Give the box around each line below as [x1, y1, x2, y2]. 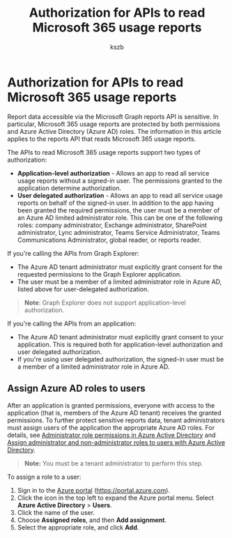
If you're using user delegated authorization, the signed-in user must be [17, 355, 224, 363]
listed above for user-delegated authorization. [17, 284, 149, 293]
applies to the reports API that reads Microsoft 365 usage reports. [7, 134, 196, 143]
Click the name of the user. [17, 508, 95, 516]
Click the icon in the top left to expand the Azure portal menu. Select [17, 493, 214, 502]
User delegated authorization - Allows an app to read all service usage [17, 191, 223, 199]
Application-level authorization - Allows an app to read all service [17, 169, 210, 177]
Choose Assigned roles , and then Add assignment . [17, 516, 167, 524]
